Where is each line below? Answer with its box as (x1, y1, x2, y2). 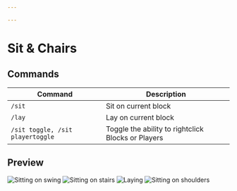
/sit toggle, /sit (11, 125, 73, 134)
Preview (7, 156, 44, 169)
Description (145, 89, 186, 99)
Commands (7, 68, 60, 80)
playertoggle (11, 133, 55, 141)
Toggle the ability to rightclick (105, 124, 204, 134)
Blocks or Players (105, 133, 164, 142)
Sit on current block (105, 101, 171, 111)
